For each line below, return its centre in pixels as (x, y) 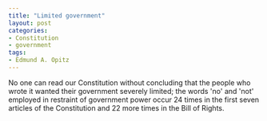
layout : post (30, 23)
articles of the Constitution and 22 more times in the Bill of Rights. (117, 107)
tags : (17, 53)
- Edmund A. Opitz (39, 60)
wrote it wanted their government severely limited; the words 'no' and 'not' (131, 91)
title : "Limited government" (57, 16)
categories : (28, 30)
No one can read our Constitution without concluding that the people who (130, 82)
